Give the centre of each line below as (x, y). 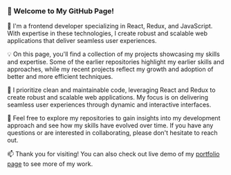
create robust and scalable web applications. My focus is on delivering (108, 98)
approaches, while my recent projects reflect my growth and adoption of (110, 69)
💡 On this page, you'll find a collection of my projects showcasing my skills (113, 54)
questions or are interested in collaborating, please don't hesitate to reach (112, 133)
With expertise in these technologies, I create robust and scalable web (108, 33)
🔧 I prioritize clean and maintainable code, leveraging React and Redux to (111, 90)
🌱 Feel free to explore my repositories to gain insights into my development (114, 118)
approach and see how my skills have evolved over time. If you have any (110, 126)
